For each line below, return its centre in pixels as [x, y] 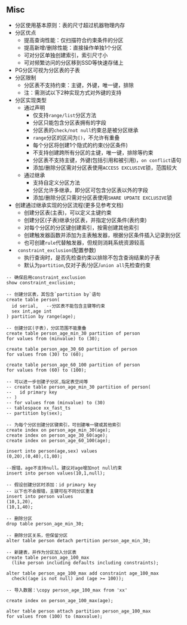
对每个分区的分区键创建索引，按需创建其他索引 [81, 227]
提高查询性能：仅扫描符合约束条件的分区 [73, 40]
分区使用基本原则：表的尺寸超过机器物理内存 [70, 25]
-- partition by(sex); [34, 413]
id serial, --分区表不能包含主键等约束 [59, 306]
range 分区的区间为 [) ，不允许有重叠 [76, 137]
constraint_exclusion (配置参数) [57, 250]
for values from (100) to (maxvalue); [54, 616]
